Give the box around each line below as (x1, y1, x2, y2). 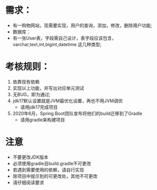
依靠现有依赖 (12, 79, 40, 85)
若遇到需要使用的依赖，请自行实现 (12, 167, 84, 173)
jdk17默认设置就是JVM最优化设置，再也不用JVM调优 (12, 97, 123, 104)
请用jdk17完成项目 (20, 104, 58, 110)
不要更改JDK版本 (12, 154, 49, 160)
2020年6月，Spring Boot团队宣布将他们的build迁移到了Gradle (12, 110, 142, 117)
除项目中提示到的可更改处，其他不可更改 (12, 173, 98, 179)
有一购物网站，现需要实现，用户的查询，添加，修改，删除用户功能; (12, 22, 152, 28)
